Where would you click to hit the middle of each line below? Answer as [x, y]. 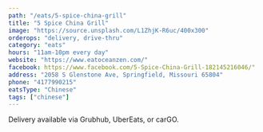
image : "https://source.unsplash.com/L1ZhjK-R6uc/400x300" [109, 30]
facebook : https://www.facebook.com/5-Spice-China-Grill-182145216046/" [132, 68]
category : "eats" [37, 45]
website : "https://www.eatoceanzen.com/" [78, 60]
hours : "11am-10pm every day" [59, 52]
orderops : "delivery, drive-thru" [66, 38]
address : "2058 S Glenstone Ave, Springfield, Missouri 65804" [116, 75]
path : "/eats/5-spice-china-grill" [68, 16]
